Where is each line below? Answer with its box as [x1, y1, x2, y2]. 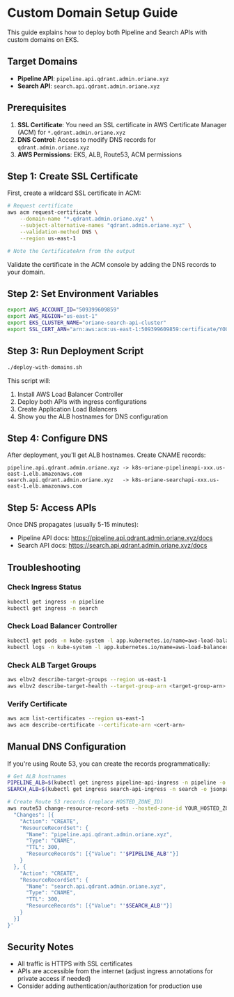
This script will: [7, 376, 51, 385]
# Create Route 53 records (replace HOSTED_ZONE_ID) [7, 799, 164, 806]
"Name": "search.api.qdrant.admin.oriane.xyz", [25, 882, 167, 890]
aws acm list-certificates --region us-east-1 [7, 715, 145, 722]
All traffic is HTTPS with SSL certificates [17, 959, 133, 968]
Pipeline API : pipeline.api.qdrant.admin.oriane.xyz [17, 74, 169, 82]
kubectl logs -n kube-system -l [7, 643, 101, 650]
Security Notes [7, 941, 75, 953]
